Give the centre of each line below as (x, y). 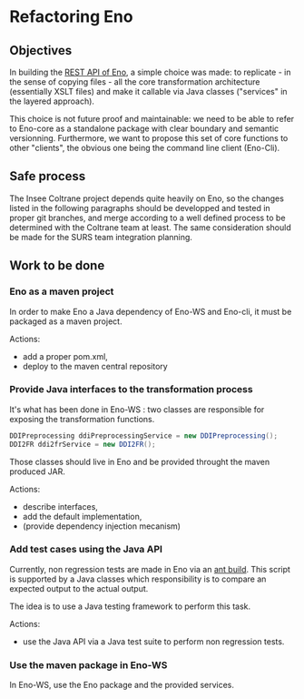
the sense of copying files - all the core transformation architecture (135, 82)
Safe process (48, 176)
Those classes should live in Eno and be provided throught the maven (140, 461)
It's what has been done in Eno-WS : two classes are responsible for (137, 409)
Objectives (41, 51)
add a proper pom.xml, (65, 356)
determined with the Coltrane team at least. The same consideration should (151, 227)
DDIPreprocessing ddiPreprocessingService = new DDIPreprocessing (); (144, 436)
